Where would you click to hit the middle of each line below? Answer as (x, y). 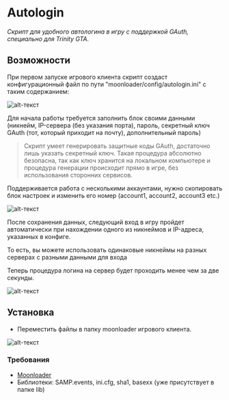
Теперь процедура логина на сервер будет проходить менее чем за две (113, 270)
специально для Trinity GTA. (48, 38)
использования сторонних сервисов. (78, 175)
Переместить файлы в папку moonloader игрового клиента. (104, 329)
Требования (28, 360)
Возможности (39, 61)
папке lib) (31, 389)
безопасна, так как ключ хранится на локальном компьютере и (117, 160)
